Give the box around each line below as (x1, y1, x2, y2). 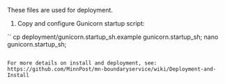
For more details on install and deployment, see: (7, 60, 157, 67)
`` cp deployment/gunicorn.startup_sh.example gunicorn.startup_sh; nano (7, 33, 219, 41)
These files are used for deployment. (7, 6, 114, 14)
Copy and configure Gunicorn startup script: (17, 19, 145, 27)
